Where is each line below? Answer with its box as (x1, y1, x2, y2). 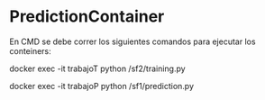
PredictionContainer (9, 6, 165, 27)
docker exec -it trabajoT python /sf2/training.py (9, 63, 187, 74)
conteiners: (9, 45, 51, 56)
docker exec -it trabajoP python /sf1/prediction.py (9, 80, 195, 91)
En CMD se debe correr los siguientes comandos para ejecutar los (9, 36, 256, 47)
